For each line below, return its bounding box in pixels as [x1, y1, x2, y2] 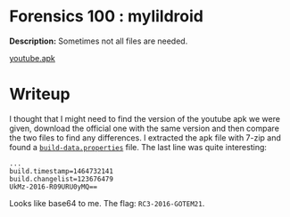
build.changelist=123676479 [9, 174, 114, 183]
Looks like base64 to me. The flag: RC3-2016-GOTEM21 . [9, 197, 205, 208]
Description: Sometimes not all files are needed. [9, 36, 188, 46]
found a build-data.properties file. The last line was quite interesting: [9, 141, 268, 152]
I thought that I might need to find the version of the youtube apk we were [9, 113, 281, 124]
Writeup [9, 84, 70, 104]
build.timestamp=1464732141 [9, 166, 114, 175]
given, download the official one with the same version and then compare [9, 123, 279, 133]
